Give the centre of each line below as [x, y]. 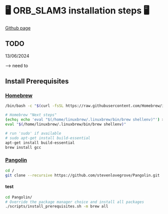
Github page [18, 28]
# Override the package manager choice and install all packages [74, 202]
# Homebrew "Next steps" [31, 115]
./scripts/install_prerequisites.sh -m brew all [57, 206]
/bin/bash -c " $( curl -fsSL [34, 106]
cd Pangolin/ [19, 197]
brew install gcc [23, 147]
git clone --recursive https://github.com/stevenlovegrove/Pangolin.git [82, 175]
